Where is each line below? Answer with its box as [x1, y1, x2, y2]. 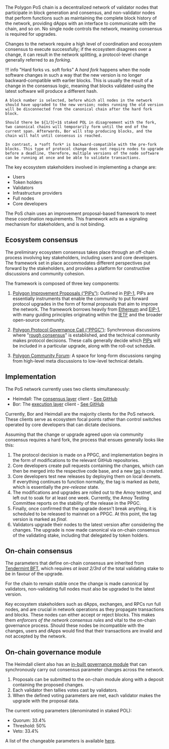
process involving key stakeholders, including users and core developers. [5, 254, 158, 260]
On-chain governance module [5, 648, 102, 656]
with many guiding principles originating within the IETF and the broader [12, 311, 163, 317]
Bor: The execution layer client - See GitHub [12, 401, 104, 407]
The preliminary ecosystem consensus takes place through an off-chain [5, 249, 155, 255]
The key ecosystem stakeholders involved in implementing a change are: [5, 164, 157, 170]
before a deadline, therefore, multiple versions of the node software [5, 151, 159, 156]
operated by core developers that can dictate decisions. [5, 421, 122, 428]
